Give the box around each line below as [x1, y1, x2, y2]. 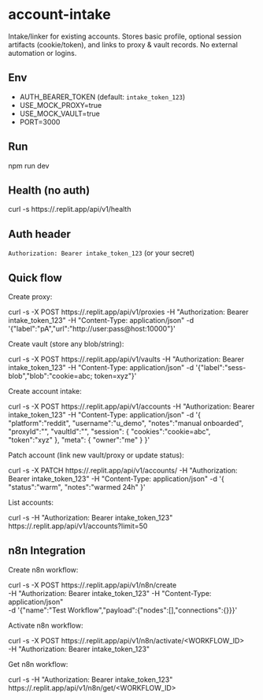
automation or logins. [8, 48, 77, 57]
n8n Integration [8, 544, 86, 557]
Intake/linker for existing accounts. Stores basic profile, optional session [8, 31, 242, 41]
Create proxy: [8, 292, 53, 301]
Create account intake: [8, 387, 83, 395]
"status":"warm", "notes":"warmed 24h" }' [8, 483, 146, 491]
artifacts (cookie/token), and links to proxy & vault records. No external [8, 39, 239, 49]
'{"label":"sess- [195, 363, 246, 372]
